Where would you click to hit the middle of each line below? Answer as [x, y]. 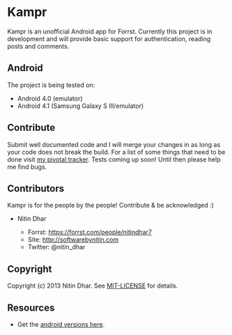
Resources [31, 307]
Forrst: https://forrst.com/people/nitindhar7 [90, 232]
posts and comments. [38, 46]
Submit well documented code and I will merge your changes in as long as [114, 144]
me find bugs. [27, 166]
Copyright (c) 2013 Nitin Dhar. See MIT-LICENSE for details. [93, 286]
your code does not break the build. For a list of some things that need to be [116, 152]
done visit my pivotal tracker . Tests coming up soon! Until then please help [114, 159]
